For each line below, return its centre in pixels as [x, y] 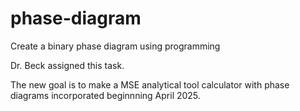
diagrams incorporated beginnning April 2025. [105, 95]
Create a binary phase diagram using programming [115, 46]
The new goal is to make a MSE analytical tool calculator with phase [150, 84]
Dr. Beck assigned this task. [67, 65]
